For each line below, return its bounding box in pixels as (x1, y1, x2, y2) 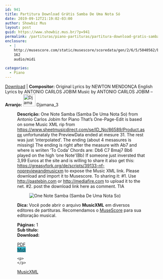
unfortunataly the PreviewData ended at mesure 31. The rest (23, 131, 144, 137)
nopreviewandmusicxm (17, 168, 64, 174)
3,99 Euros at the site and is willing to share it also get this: (17, 157, 135, 163)
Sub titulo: (17, 227, 39, 233)
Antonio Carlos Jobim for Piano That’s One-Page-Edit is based (17, 116, 142, 122)
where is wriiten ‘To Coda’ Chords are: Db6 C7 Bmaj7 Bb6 (17, 147, 132, 153)
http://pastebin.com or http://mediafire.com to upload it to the (17, 178, 141, 184)
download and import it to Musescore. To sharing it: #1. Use (17, 173, 136, 179)
